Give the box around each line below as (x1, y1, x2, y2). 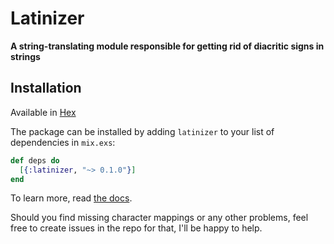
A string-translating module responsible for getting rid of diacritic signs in (10, 40, 325, 52)
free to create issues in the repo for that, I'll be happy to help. (10, 222, 263, 234)
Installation (10, 80, 82, 97)
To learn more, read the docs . (10, 192, 133, 204)
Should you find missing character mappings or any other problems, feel (10, 212, 309, 224)
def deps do (10, 155, 60, 166)
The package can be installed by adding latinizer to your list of (10, 125, 275, 137)
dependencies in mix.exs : (10, 136, 116, 148)
